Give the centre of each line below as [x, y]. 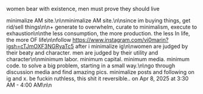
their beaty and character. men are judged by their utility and [82, 53]
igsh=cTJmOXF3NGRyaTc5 [40, 46]
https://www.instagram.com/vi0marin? [121, 40]
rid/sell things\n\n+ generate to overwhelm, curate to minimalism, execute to [102, 27]
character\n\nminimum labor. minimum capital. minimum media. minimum [98, 59]
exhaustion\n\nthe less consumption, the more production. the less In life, [98, 33]
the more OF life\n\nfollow [39, 40]
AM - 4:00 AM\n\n [29, 85]
